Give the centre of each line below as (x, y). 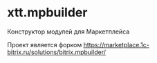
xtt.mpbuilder (47, 13)
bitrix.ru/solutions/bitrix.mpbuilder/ (56, 52)
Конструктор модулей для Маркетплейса (68, 32)
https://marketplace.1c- (117, 45)
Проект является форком (45, 45)
